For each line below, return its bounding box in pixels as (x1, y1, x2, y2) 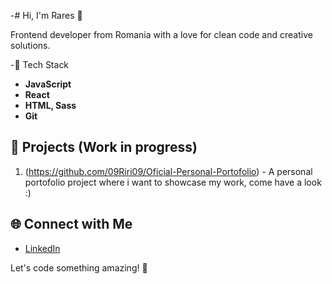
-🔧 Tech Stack (10, 59, 70, 70)
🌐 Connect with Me (10, 216, 133, 233)
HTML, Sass (24, 100, 77, 111)
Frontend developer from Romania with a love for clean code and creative (10, 29, 313, 40)
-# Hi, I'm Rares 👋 (10, 10, 83, 21)
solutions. (10, 40, 51, 51)
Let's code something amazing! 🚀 (10, 261, 148, 274)
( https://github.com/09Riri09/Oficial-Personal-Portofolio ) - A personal (24, 165, 313, 177)
